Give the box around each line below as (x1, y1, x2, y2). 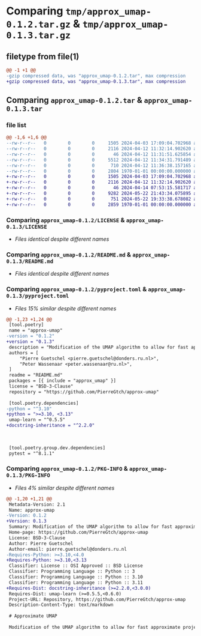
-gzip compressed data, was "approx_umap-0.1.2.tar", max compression (6, 73, 186, 79)
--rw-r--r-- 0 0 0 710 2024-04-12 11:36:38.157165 (6, 162, 191, 169)
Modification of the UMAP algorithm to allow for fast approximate (8, 624, 181, 630)
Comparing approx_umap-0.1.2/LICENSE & (6, 216, 125, 224)
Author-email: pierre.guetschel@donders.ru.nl (8, 546, 127, 552)
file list (6, 121, 27, 129)
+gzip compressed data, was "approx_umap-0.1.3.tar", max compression (6, 78, 186, 85)
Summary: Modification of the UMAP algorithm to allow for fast (8, 524, 172, 530)
